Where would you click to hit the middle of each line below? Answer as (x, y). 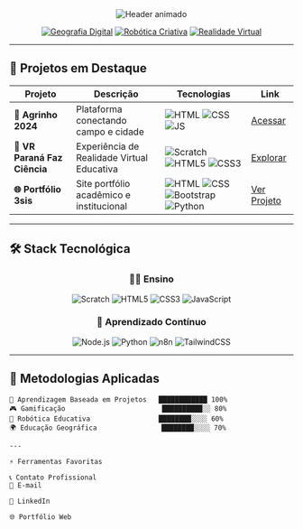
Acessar (269, 120)
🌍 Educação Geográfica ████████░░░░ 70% (118, 428)
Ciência (31, 169)
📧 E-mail (26, 485)
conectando (101, 120)
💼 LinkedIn (30, 501)
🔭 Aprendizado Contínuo (151, 322)
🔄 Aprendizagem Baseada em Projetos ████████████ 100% (119, 399)
